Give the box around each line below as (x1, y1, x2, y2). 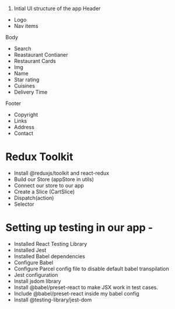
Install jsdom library (13, 277, 62, 284)
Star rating (13, 76, 40, 83)
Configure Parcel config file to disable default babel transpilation (13, 265, 170, 272)
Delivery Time (13, 89, 48, 95)
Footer (5, 100, 22, 107)
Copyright (13, 111, 38, 118)
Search (13, 45, 32, 52)
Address (13, 124, 34, 130)
